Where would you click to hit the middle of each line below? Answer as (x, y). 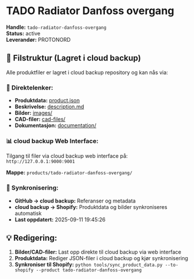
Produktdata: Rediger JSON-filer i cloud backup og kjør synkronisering (101, 258)
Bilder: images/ (33, 113)
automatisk (28, 213)
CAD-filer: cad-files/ (40, 119)
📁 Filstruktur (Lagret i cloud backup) (74, 58)
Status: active (23, 33)
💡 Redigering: (32, 238)
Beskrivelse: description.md (49, 107)
